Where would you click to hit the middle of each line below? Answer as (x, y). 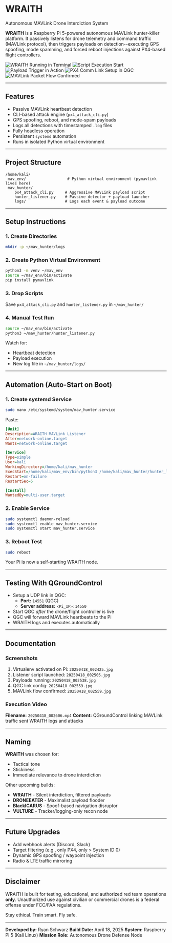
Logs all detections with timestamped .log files (62, 125)
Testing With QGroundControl (54, 583)
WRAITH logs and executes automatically (56, 623)
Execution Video (26, 704)
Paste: (12, 419)
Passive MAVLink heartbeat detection (52, 109)
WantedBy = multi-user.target (35, 495)
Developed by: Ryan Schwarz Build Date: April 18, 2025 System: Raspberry (86, 929)
